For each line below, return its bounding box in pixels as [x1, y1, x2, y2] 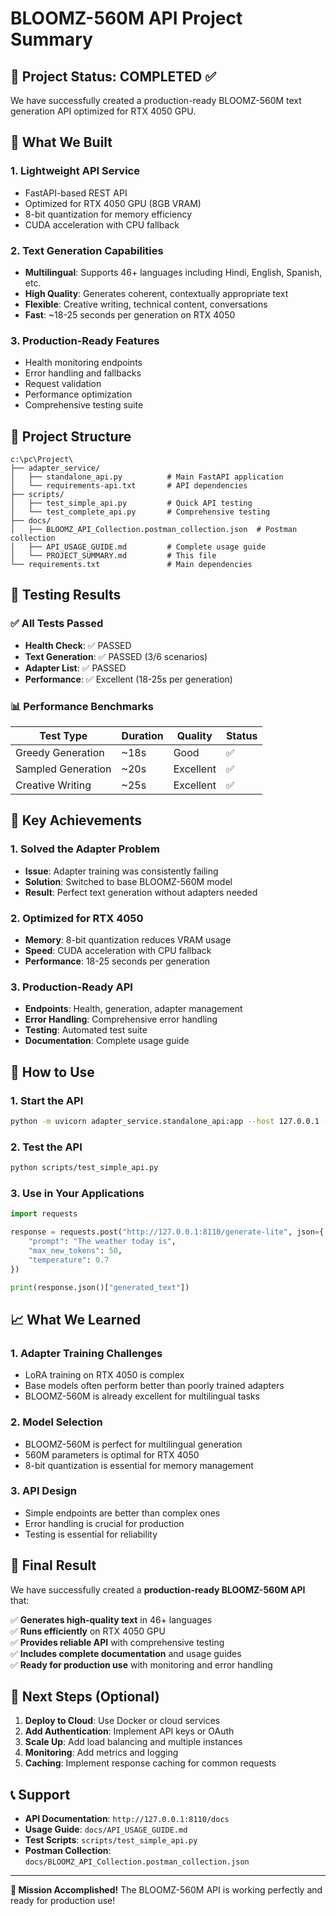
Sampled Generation [15, 762, 112, 776]
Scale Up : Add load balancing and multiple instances [24, 1736, 243, 1748]
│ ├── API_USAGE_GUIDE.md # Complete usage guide [10, 542, 267, 552]
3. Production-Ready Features [10, 333, 160, 347]
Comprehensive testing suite [24, 399, 144, 411]
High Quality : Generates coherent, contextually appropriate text [24, 287, 289, 299]
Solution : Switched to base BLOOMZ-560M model [24, 875, 233, 887]
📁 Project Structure [10, 428, 132, 445]
